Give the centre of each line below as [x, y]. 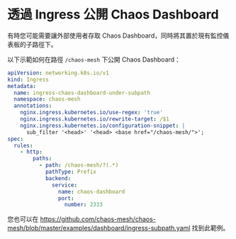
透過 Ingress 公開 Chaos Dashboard [113, 15]
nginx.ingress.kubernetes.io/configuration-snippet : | [103, 126]
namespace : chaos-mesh [47, 99]
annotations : [33, 106]
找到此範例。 [210, 228]
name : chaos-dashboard [91, 191]
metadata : [22, 86]
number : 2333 [83, 205]
